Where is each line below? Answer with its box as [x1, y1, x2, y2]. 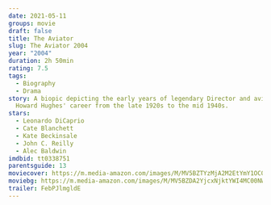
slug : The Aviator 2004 [8, 42, 89, 50]
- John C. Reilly [15, 139, 74, 148]
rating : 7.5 [8, 65, 48, 73]
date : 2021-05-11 [8, 11, 67, 20]
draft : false [8, 27, 52, 35]
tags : [8, 72, 27, 80]
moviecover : [8, 169, 48, 178]
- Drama [15, 86, 42, 95]
